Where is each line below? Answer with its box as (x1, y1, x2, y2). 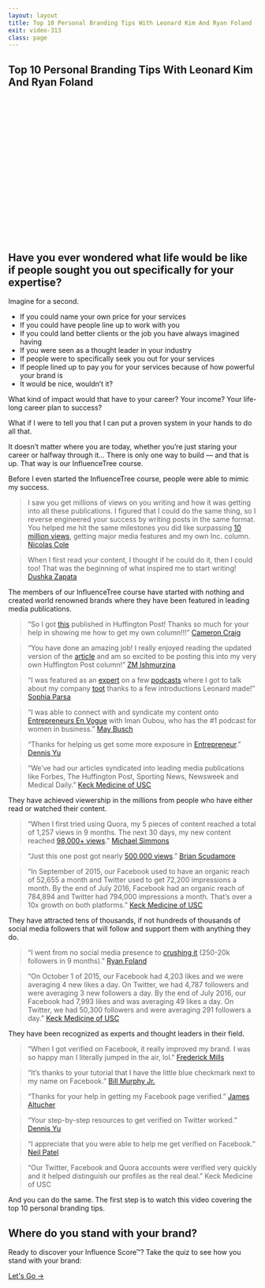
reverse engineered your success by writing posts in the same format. (27, 515, 256, 525)
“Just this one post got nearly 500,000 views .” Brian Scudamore (27, 851, 236, 861)
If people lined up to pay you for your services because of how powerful (19, 362, 255, 372)
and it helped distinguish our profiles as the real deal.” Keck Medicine (27, 1172, 253, 1181)
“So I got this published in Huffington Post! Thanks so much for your (27, 619, 250, 629)
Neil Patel (27, 1148, 59, 1157)
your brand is (19, 371, 63, 381)
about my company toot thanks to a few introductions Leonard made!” (27, 684, 256, 693)
